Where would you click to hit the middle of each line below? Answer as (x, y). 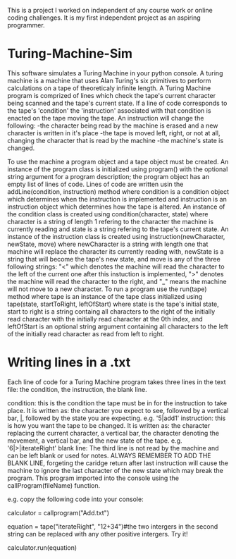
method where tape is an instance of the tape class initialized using (105, 296)
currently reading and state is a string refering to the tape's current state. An (118, 229)
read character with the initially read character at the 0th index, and (105, 319)
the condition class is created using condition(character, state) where (108, 214)
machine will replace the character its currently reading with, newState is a (116, 251)
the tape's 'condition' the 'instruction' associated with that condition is (109, 110)
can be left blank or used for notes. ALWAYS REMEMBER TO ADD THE (109, 455)
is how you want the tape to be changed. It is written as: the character (109, 425)
